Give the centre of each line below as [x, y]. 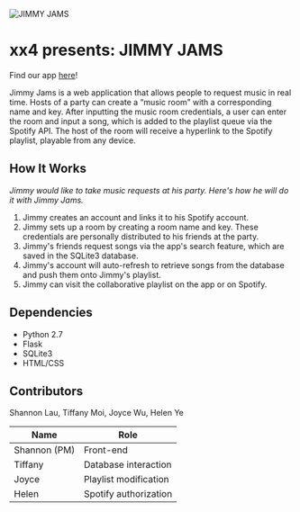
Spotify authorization [128, 494]
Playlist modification [127, 480]
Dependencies [51, 313]
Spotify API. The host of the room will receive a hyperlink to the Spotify [141, 130]
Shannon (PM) [45, 450]
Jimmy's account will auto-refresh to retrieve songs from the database [154, 265]
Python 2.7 [42, 334]
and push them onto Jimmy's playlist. [91, 274]
